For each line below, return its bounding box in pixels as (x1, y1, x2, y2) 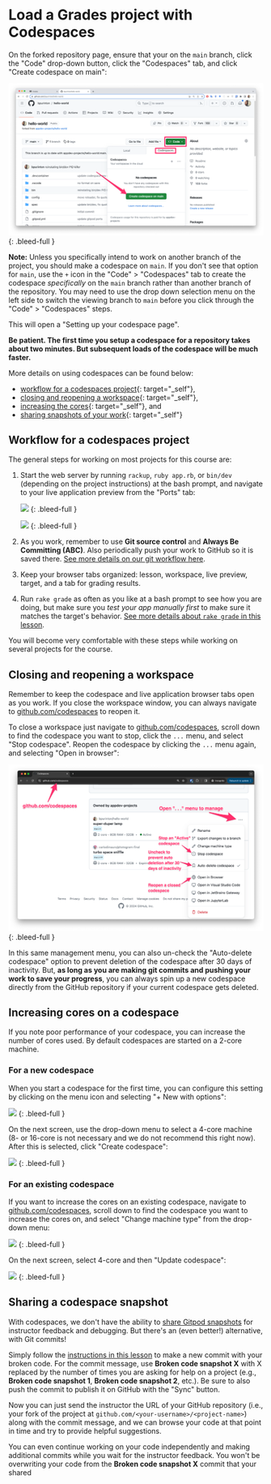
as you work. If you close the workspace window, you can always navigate (8, 698, 257, 708)
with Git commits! (8, 1334, 67, 1344)
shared (8, 1467, 32, 1478)
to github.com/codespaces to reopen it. (8, 707, 141, 716)
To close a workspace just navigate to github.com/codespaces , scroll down (8, 722, 260, 732)
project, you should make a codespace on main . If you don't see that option (8, 260, 259, 270)
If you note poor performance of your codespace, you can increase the (8, 1027, 246, 1037)
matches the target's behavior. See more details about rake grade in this (19, 611, 261, 622)
